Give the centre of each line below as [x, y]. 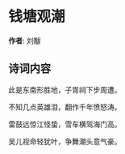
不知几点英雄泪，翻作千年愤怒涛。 [65, 107]
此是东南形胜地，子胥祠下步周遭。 [65, 89]
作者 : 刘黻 [25, 41]
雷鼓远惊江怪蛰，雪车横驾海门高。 [65, 124]
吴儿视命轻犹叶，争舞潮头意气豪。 [65, 141]
